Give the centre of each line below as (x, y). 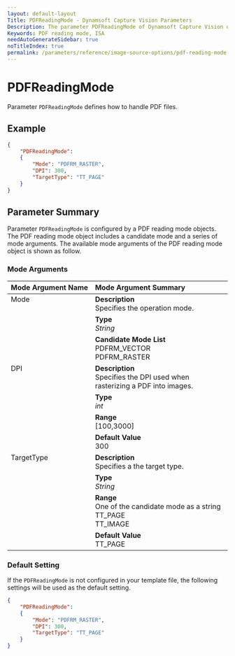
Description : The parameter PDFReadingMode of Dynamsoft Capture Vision (115, 27)
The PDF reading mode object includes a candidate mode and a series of (113, 236)
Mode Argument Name (50, 287)
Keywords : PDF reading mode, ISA (56, 33)
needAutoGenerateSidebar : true (53, 40)
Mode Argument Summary (140, 287)
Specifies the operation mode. (144, 308)
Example (27, 129)
